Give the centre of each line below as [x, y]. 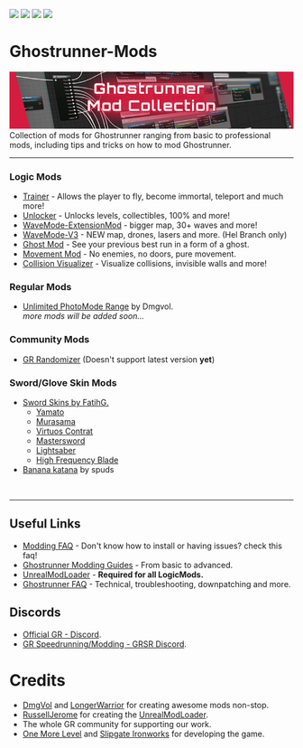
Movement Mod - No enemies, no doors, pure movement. [129, 254]
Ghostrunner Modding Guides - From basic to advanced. [128, 565]
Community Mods [50, 340]
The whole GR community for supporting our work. [117, 725]
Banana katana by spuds [68, 469]
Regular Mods [41, 286]
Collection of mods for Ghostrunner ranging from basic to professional [140, 135]
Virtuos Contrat [64, 431]
